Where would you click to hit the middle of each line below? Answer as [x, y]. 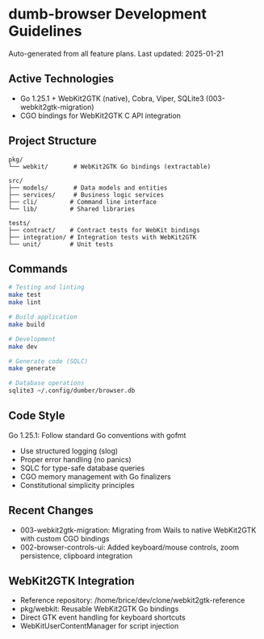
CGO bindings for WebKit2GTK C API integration [101, 115]
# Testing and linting [46, 287]
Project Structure [52, 141]
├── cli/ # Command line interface [83, 202]
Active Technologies [61, 79]
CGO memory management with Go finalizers [95, 476]
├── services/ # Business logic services [86, 194]
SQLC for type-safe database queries [82, 468]
